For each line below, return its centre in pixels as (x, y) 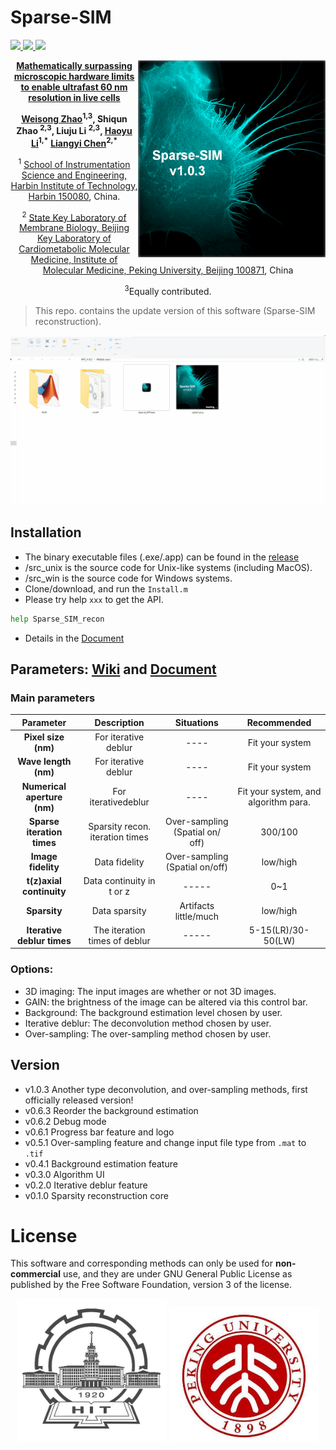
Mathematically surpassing (74, 65)
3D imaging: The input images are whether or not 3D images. (150, 991)
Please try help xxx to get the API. (94, 599)
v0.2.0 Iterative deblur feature (86, 1185)
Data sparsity (119, 911)
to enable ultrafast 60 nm (74, 87)
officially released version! (79, 1100)
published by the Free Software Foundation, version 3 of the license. (151, 1285)
